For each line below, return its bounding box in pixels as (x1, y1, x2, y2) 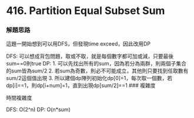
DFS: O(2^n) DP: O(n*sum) (6, 106, 71, 113)
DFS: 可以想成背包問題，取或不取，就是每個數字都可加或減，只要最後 (6, 53, 174, 60)
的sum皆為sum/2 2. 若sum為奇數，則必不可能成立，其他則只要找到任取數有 (6, 67, 189, 74)
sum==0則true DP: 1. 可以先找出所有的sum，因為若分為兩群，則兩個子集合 (6, 60, 187, 67)
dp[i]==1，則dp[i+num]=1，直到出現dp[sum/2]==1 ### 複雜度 (6, 82, 156, 89)
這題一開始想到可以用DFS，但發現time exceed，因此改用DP (6, 40, 151, 47)
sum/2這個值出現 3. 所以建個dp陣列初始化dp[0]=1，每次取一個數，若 (6, 75, 173, 82)
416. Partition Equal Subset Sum (6, 4, 165, 18)
